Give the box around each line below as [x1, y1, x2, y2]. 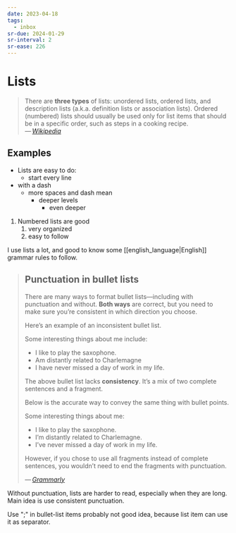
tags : [7, 17, 23, 24]
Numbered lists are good [17, 216, 90, 226]
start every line [27, 173, 72, 182]
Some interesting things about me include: [24, 334, 148, 343]
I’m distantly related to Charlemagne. [35, 433, 142, 441]
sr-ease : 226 [7, 43, 46, 50]
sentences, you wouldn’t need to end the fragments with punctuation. [24, 461, 227, 470]
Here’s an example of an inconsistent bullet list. [24, 321, 162, 329]
